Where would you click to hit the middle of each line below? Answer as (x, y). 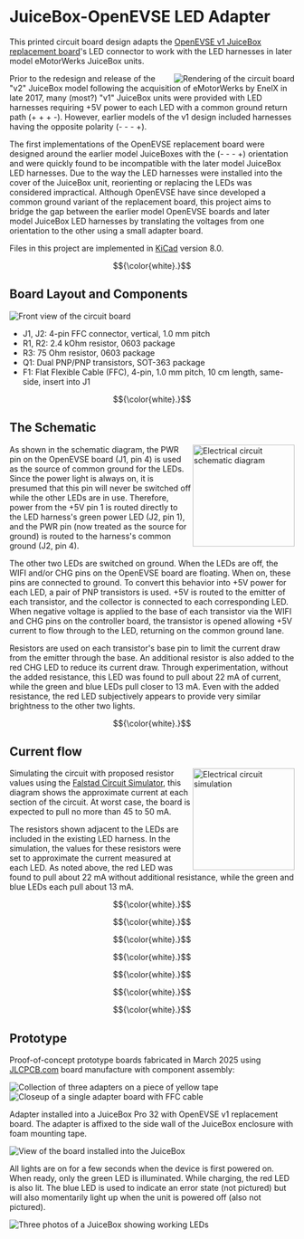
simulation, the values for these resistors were (95, 849)
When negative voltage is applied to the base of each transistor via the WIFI (151, 611)
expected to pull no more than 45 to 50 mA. (90, 812)
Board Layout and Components (99, 295)
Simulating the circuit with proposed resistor (92, 773)
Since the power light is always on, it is (81, 478)
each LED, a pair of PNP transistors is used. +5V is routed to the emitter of (147, 592)
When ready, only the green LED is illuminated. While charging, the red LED (150, 1178)
